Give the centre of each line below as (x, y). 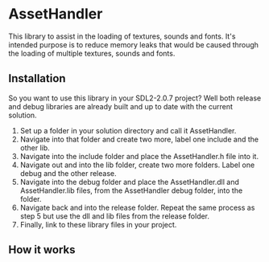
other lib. (35, 147)
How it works (42, 250)
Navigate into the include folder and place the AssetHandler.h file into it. (139, 156)
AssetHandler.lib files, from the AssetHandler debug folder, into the (131, 190)
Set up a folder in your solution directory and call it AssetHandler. (128, 130)
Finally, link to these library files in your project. (98, 224)
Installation (37, 78)
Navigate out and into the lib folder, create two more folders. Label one (137, 165)
